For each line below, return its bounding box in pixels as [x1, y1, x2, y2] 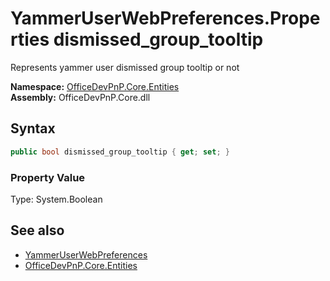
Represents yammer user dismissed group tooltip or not [10, 61, 240, 73]
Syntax [10, 120, 56, 137]
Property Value [10, 170, 86, 184]
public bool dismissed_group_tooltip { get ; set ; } [10, 147, 230, 157]
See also [10, 222, 65, 239]
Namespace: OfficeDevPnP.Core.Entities [10, 80, 180, 92]
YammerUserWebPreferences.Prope [10, 7, 321, 30]
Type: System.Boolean [10, 193, 103, 205]
